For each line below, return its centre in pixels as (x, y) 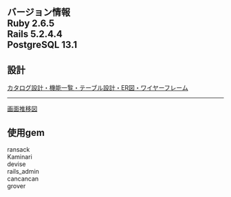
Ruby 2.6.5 (31, 24)
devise (16, 164)
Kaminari (20, 157)
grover (16, 186)
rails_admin (23, 172)
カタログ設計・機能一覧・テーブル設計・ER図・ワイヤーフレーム (98, 88)
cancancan (23, 179)
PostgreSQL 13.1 (42, 45)
